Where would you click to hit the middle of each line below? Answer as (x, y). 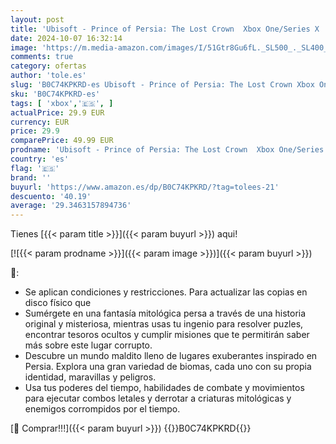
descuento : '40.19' (51, 196)
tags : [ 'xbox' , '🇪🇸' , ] (62, 103)
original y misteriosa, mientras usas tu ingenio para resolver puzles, (164, 324)
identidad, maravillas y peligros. (90, 377)
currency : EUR (40, 122)
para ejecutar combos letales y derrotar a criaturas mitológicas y (158, 398)
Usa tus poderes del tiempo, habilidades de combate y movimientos (164, 388)
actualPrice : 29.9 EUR (57, 112)
